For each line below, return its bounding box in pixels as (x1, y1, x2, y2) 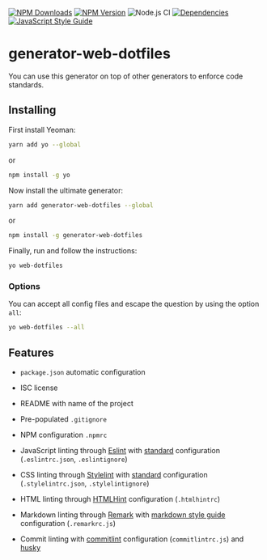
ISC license (19, 383, 58, 392)
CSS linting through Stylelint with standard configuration (19, 470, 208, 480)
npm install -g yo (8, 171, 70, 179)
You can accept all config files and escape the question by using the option (8, 299, 260, 309)
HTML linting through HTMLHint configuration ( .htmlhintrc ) (19, 494, 221, 504)
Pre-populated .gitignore (19, 414, 108, 424)
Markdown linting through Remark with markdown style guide (19, 510, 226, 520)
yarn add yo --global (8, 140, 82, 149)
